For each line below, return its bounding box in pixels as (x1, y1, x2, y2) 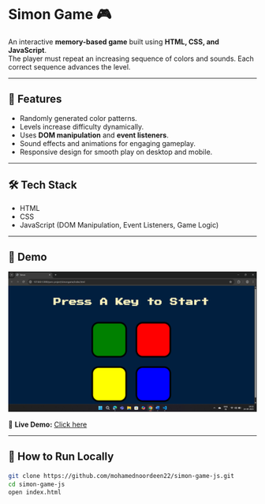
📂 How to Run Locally (8, 450, 114, 464)
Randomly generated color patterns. (19, 113, 138, 122)
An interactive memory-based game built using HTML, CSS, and (8, 36, 219, 47)
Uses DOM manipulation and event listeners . (19, 130, 170, 140)
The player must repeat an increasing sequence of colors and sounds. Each (8, 54, 255, 63)
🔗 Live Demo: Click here (8, 419, 88, 429)
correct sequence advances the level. (8, 62, 131, 71)
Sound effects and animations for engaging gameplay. (19, 138, 196, 148)
